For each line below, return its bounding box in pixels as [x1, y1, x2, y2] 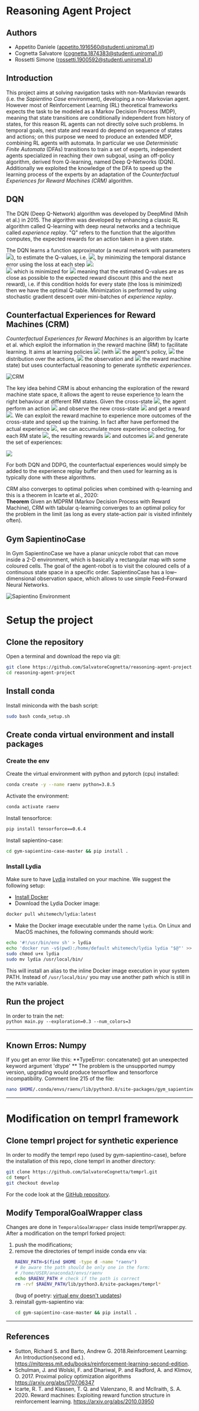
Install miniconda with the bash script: [6, 702, 99, 709]
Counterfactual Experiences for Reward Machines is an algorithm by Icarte [6, 335, 189, 342]
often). [6, 517, 23, 524]
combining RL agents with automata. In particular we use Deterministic [6, 139, 179, 146]
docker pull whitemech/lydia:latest [6, 911, 97, 917]
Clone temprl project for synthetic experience [6, 1135, 179, 1146]
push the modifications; [14, 1242, 73, 1249]
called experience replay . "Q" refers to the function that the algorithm [6, 229, 176, 236]
